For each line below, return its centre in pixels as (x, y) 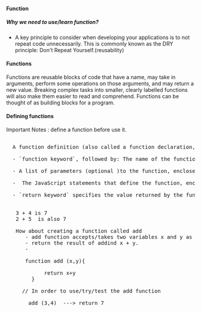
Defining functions (30, 116)
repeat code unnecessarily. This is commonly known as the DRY (94, 43)
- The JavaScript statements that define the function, (98, 183)
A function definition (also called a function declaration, (104, 147)
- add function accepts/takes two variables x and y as (109, 237)
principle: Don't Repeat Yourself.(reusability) (69, 50)
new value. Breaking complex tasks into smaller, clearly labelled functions (97, 89)
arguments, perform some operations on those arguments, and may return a (100, 83)
